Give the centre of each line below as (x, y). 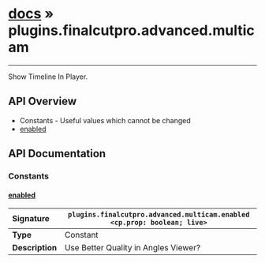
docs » (31, 14)
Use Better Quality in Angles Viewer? (132, 248)
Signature (31, 219)
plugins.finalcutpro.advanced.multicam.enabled (159, 215)
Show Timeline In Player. (48, 77)
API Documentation (57, 154)
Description (35, 248)
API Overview (43, 101)
